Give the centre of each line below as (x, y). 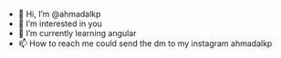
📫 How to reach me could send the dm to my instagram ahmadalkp (145, 43)
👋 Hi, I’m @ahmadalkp (59, 14)
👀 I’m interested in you (60, 24)
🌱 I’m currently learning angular (77, 33)
